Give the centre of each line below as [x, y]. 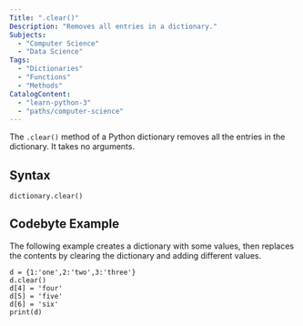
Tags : [20, 60]
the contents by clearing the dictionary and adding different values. [136, 255]
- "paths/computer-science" [71, 111]
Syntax [30, 175]
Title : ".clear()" [44, 18]
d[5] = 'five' [36, 296]
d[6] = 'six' [34, 304]
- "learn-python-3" [55, 102]
